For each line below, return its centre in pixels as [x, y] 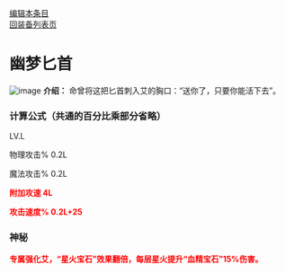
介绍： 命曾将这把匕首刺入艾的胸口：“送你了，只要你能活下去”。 [162, 90]
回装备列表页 [33, 24]
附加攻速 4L [31, 193]
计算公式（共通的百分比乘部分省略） [88, 116]
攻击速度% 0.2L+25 [46, 212]
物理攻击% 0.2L [38, 154]
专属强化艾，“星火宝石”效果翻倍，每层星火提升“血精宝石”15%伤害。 [136, 259]
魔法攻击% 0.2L [38, 174]
